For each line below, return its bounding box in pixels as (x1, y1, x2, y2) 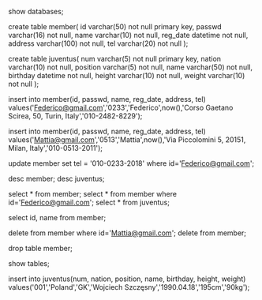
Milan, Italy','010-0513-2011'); (8, 144, 103, 152)
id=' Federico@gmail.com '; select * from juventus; (8, 197, 170, 207)
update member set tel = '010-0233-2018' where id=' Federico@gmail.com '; (8, 159, 255, 168)
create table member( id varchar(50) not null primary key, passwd (8, 22, 223, 31)
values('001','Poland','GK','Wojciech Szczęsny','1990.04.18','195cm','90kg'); (8, 283, 250, 291)
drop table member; (8, 244, 73, 253)
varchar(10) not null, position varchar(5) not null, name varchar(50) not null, (8, 62, 253, 72)
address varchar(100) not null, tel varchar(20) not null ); (8, 39, 189, 48)
